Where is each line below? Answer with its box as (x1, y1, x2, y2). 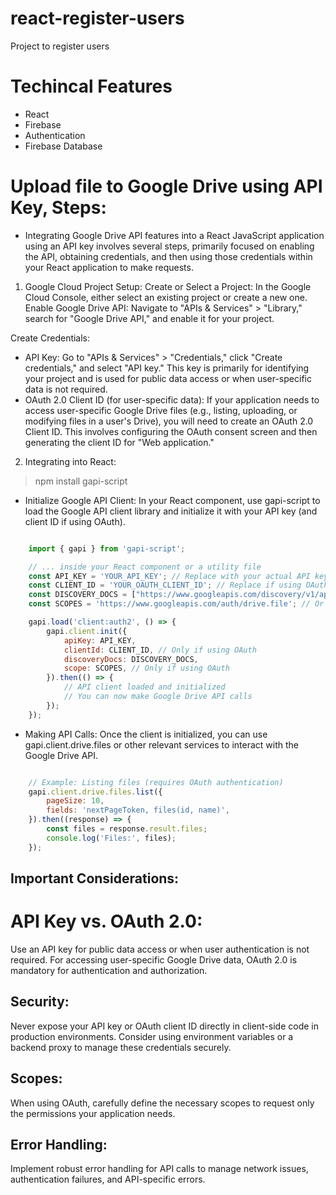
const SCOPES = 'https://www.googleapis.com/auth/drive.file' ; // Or (28, 599, 325, 609)
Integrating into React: (24, 455, 117, 467)
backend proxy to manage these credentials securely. (10, 1041, 232, 1053)
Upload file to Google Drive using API (10, 175, 323, 198)
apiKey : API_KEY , (63, 635, 137, 646)
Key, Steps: (10, 197, 107, 219)
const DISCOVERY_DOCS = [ (28, 590, 137, 600)
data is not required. (24, 383, 108, 395)
